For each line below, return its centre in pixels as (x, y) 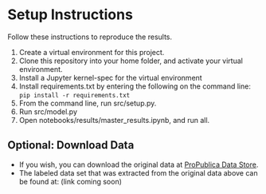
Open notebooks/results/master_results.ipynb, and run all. (114, 120)
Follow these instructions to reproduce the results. (90, 37)
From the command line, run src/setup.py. (88, 103)
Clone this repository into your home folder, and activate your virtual (131, 61)
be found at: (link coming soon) (70, 181)
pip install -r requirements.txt (74, 95)
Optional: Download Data (71, 145)
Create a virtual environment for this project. (92, 52)
